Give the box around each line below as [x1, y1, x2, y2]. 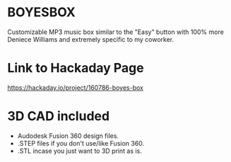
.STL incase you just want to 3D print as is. [17, 146, 143, 155]
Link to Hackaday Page [7, 60, 144, 76]
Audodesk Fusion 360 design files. [17, 132, 119, 140]
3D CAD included [7, 108, 110, 125]
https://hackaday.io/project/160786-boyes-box [7, 83, 143, 92]
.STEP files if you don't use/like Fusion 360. [17, 139, 145, 147]
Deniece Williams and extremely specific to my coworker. [7, 35, 174, 43]
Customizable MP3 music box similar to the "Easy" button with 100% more [7, 28, 224, 36]
